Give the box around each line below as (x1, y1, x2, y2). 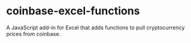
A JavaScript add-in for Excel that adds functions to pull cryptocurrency (6, 24, 185, 31)
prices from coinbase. (6, 30, 61, 37)
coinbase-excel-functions (6, 4, 140, 18)
